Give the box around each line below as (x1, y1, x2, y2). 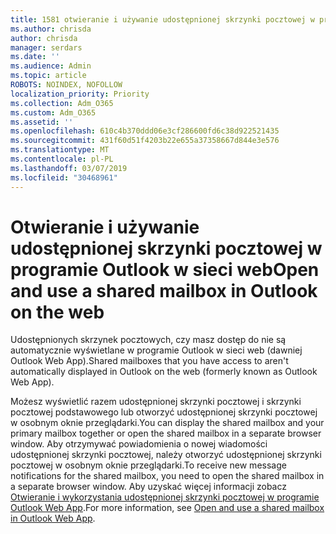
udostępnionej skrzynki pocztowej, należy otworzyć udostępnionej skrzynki (10, 449, 322, 461)
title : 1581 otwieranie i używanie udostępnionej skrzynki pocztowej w (10, 14, 315, 25)
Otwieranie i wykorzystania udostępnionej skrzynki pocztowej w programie (10, 491, 320, 503)
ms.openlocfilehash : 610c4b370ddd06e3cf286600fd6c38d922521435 (10, 126, 280, 136)
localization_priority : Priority (10, 89, 150, 99)
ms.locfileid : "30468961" (10, 172, 118, 183)
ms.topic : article (10, 71, 87, 81)
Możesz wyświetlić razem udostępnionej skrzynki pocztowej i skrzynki (10, 396, 302, 408)
